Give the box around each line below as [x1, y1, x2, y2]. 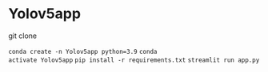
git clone [8, 31, 38, 40]
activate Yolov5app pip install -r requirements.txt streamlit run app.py [8, 56, 260, 64]
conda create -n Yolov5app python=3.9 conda [8, 47, 158, 55]
